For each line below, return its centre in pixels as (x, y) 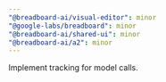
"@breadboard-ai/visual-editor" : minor (83, 17)
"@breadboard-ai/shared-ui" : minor (75, 34)
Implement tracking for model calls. (74, 68)
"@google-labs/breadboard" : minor (73, 26)
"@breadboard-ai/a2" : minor (61, 42)
